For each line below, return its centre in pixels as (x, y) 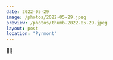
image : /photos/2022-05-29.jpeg (46, 17)
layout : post (22, 28)
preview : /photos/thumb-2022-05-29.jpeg (57, 23)
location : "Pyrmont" (32, 34)
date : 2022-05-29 (28, 12)
